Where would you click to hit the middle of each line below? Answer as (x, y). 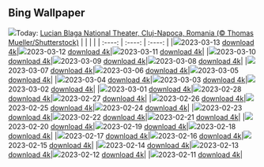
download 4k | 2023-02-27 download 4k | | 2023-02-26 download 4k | (127, 98)
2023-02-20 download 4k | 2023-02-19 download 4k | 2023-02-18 (122, 126)
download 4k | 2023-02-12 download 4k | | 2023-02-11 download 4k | (126, 154)
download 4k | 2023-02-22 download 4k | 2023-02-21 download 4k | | (126, 117)
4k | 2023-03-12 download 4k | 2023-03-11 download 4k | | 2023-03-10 (132, 51)
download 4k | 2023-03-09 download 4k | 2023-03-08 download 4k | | (128, 61)
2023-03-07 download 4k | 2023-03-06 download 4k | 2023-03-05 (124, 70)
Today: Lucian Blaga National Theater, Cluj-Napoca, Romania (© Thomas (135, 33)
